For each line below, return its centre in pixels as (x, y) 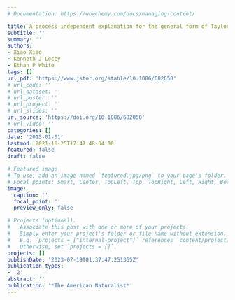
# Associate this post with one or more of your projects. (98, 227)
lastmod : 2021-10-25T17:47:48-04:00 (60, 143)
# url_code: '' (29, 85)
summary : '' (24, 39)
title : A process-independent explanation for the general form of (108, 26)
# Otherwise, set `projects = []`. (62, 247)
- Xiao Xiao (24, 52)
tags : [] (20, 72)
